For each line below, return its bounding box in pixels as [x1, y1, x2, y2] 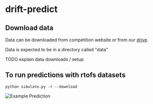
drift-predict [5, 4, 58, 15]
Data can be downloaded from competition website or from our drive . [5, 37, 149, 43]
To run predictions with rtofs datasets [5, 71, 126, 79]
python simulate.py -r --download [5, 84, 78, 89]
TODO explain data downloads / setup [5, 56, 84, 62]
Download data [5, 24, 54, 32]
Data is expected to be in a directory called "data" [5, 47, 108, 52]
